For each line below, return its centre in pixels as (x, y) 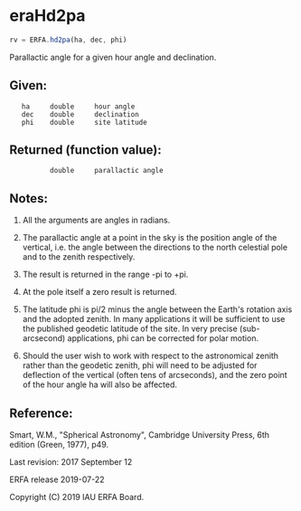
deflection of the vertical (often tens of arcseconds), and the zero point (155, 375)
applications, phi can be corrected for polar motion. (163, 338)
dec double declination (80, 114)
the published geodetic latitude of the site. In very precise (130, 329)
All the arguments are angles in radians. (96, 220)
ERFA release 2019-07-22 (57, 479)
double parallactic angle (107, 171)
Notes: (28, 199)
